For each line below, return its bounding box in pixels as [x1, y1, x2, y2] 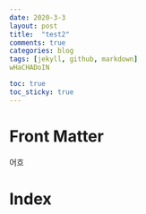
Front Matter [9, 126, 105, 146]
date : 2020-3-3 [9, 13, 66, 22]
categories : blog [9, 47, 74, 56]
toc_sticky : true [9, 87, 74, 97]
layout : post [9, 21, 58, 30]
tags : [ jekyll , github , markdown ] [9, 55, 139, 64]
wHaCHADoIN [9, 64, 50, 73]
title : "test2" [9, 30, 70, 39]
